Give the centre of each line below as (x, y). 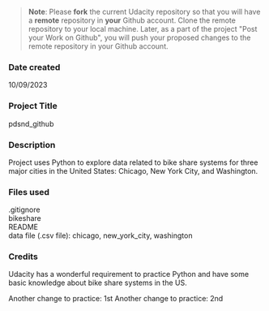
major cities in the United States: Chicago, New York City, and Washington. (133, 171)
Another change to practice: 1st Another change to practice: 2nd (116, 299)
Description (32, 145)
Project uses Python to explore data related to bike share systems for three (133, 162)
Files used (29, 192)
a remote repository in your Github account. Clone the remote (132, 20)
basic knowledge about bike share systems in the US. (98, 283)
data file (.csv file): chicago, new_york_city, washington (100, 235)
